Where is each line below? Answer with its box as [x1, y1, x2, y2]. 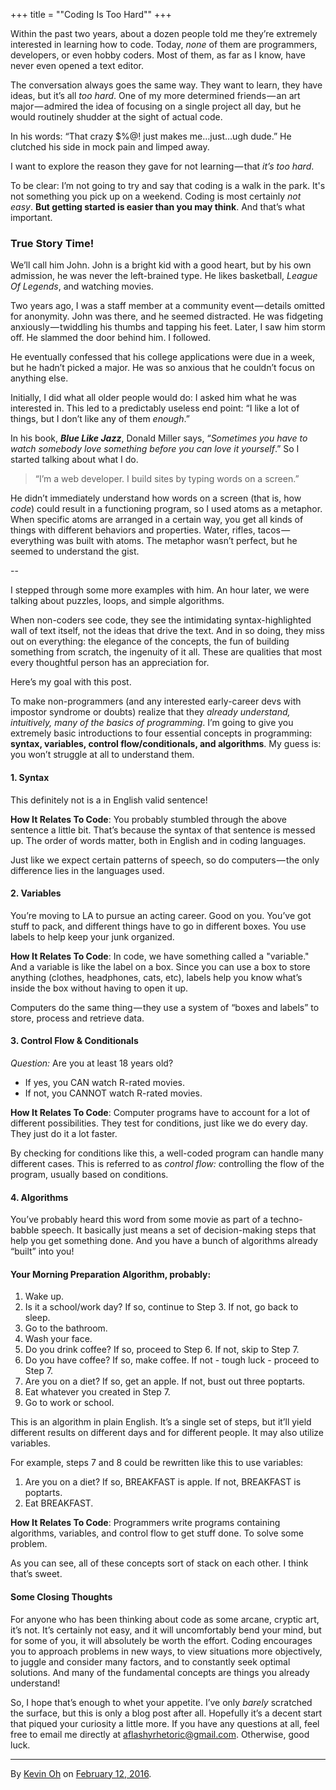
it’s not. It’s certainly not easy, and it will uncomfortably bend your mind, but [10, 1624, 322, 1636]
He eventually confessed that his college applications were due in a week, [10, 351, 315, 363]
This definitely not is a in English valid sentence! [10, 794, 208, 806]
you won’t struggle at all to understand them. [10, 749, 195, 761]
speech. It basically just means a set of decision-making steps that [41, 1224, 317, 1236]
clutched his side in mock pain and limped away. [10, 141, 210, 153]
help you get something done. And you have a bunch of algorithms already [10, 1235, 318, 1247]
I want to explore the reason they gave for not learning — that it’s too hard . [10, 160, 315, 172]
